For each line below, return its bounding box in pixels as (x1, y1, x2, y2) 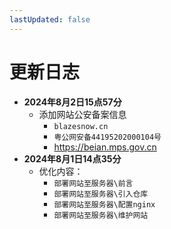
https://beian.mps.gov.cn (53, 141, 157, 153)
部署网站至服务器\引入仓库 (53, 189, 149, 199)
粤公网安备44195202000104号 (53, 132, 162, 142)
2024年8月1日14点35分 (23, 152, 122, 165)
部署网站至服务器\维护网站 (53, 210, 149, 220)
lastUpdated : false (9, 14, 91, 25)
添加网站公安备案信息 (38, 108, 127, 120)
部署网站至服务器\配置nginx (53, 199, 156, 210)
